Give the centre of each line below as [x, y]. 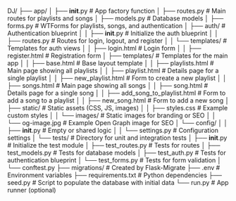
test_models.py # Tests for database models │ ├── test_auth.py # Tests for [117, 153]
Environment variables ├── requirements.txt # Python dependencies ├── [115, 175]
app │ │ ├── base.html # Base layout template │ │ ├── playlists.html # [111, 63]
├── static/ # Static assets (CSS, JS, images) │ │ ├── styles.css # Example [118, 108]
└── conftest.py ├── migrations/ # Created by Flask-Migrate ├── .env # [114, 168]
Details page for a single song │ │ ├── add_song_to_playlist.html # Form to [117, 93]
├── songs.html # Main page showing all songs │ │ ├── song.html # [108, 85]
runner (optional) [32, 190]
